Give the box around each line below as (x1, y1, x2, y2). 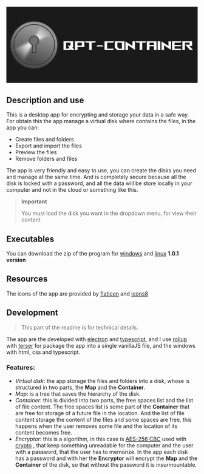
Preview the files (15, 149, 57, 156)
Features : (6, 364, 35, 372)
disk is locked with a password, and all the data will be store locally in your (6, 180, 192, 187)
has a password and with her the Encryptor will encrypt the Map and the (15, 455, 198, 462)
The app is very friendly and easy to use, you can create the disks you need (6, 167, 196, 174)
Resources (6, 274, 48, 284)
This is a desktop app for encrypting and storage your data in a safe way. (6, 111, 189, 118)
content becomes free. (15, 428, 73, 436)
